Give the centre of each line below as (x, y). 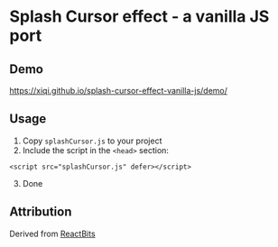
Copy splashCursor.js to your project (92, 141)
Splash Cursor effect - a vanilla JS (139, 17)
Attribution (41, 212)
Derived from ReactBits (53, 233)
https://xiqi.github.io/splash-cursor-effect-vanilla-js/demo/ (119, 91)
